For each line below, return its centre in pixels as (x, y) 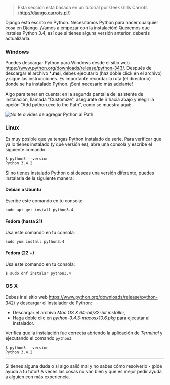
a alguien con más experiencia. (38, 377)
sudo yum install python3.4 (35, 242)
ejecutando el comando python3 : (39, 338)
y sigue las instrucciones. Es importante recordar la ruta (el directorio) (78, 79)
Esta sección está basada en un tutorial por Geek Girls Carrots (82, 7)
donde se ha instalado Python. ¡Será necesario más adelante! (69, 84)
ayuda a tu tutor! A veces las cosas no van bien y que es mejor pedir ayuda (83, 371)
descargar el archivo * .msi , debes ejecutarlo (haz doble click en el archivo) (84, 73)
